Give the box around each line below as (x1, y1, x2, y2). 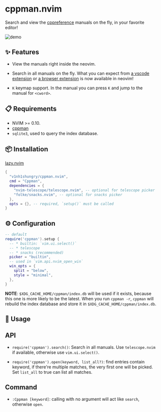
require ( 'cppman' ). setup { (5, 236, 60, 241)
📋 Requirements (5, 105, 57, 113)
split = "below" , (14, 268, 49, 273)
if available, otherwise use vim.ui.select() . (12, 349, 99, 355)
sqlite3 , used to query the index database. (12, 130, 98, 136)
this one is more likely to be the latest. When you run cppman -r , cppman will (5, 296, 154, 301)
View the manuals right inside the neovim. (12, 61, 96, 66)
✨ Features (5, 48, 39, 56)
